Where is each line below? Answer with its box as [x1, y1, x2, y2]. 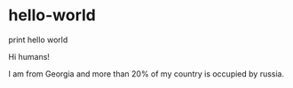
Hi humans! [8, 51, 51, 62]
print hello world [8, 34, 68, 45]
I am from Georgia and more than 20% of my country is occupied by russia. [8, 68, 285, 79]
